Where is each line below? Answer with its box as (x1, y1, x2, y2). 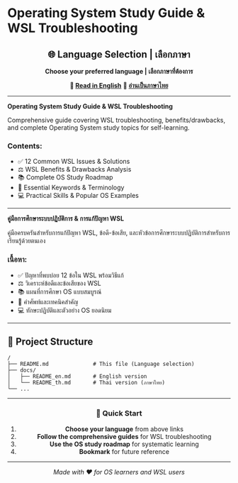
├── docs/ (7, 367, 37, 374)
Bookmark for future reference (79, 447, 170, 455)
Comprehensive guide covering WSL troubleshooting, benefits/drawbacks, (7, 116, 225, 124)
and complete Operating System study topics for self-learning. (7, 123, 190, 132)
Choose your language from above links (64, 424, 184, 433)
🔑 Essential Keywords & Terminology (17, 183, 125, 192)
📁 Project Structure (7, 335, 93, 348)
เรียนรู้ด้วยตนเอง (7, 236, 46, 245)
